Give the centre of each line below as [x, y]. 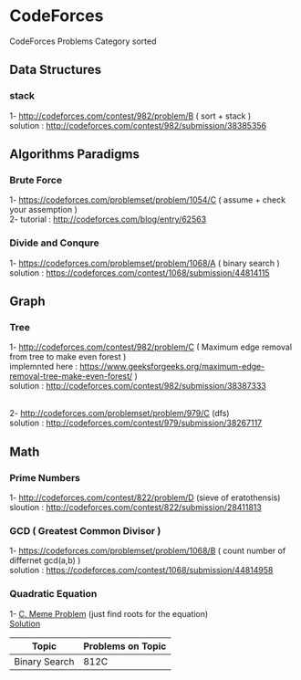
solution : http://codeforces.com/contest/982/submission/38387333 [138, 386]
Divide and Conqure [55, 243]
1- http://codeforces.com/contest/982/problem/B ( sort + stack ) [130, 116]
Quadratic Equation [53, 594]
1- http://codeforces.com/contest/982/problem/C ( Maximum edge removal [151, 347]
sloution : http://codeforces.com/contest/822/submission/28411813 [135, 507]
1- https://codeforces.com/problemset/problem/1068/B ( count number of [148, 551]
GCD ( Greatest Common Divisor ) [85, 530]
